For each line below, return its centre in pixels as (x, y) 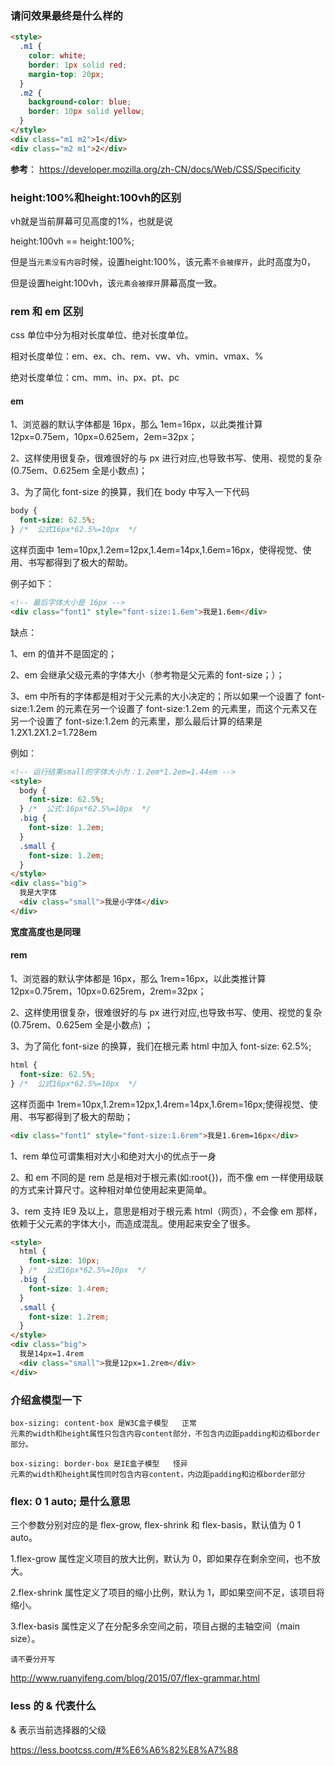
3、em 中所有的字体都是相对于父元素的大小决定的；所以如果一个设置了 (156, 696)
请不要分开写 (33, 1660)
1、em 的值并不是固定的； (64, 653)
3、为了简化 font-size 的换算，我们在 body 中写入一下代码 (130, 492)
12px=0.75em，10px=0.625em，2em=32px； (104, 437)
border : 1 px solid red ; (78, 65)
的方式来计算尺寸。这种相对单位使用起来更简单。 (111, 1189)
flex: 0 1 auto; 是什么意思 (70, 1501)
